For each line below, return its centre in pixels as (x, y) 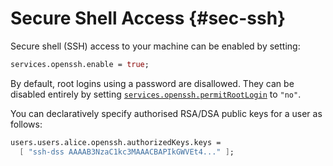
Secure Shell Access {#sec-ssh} (148, 18)
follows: (26, 124)
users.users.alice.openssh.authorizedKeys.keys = (116, 142)
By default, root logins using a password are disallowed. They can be (152, 83)
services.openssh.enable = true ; (80, 64)
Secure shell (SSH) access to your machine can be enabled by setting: (155, 46)
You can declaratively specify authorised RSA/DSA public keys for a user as (166, 113)
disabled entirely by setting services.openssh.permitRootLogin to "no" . (156, 94)
